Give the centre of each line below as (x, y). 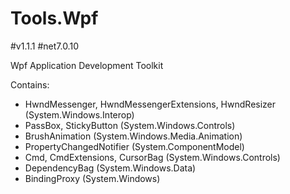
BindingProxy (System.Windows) (92, 178)
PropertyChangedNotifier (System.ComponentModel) (134, 146)
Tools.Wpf (54, 18)
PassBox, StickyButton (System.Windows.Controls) (130, 125)
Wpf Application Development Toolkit (87, 65)
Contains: (30, 84)
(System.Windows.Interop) (79, 114)
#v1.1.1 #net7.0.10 (44, 46)
